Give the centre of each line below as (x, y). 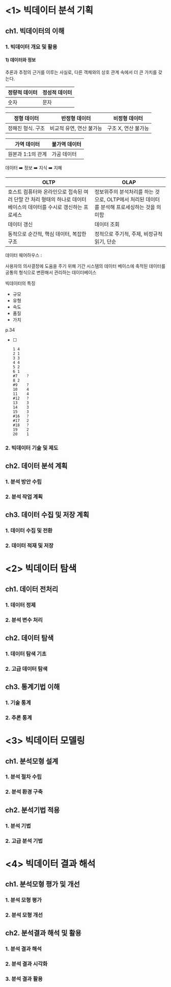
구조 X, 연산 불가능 (128, 128)
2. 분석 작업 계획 (24, 497)
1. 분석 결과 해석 (23, 949)
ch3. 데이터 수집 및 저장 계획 (47, 515)
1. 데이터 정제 (21, 605)
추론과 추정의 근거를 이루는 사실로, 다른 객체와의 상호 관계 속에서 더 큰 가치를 (81, 72)
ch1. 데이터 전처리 (32, 589)
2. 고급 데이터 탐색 (26, 669)
